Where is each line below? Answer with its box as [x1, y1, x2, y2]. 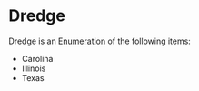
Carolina [21, 53, 54, 64]
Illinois [21, 63, 46, 74]
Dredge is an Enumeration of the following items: [8, 35, 192, 46]
